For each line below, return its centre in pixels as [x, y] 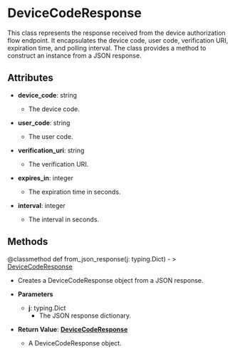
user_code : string [44, 123]
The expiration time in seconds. [74, 192]
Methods [28, 242]
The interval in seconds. [64, 219]
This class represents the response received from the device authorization [116, 33]
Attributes [30, 78]
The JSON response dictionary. [85, 316]
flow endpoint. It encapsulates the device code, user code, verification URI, [118, 40]
